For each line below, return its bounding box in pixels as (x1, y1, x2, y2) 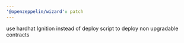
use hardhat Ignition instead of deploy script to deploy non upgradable (6, 25, 179, 32)
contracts (6, 31, 30, 38)
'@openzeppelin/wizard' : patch (6, 8, 84, 15)
